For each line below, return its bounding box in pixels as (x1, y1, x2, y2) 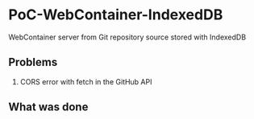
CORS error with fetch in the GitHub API (19, 76, 152, 86)
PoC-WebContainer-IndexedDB (8, 6, 223, 24)
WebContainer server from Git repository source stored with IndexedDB (8, 32, 247, 42)
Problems (8, 55, 58, 69)
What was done (8, 101, 89, 114)
